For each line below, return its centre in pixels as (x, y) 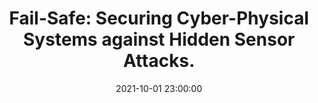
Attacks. (159, 61)
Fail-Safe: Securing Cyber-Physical (159, 18)
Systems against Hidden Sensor (159, 39)
